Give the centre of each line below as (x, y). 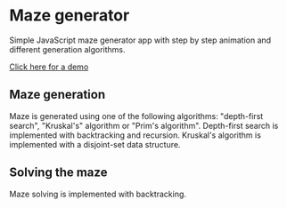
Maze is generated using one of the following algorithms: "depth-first (136, 116)
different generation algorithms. (67, 49)
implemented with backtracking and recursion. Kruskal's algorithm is (135, 135)
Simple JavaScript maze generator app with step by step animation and (140, 40)
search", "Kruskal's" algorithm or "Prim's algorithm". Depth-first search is (144, 125)
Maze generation (57, 95)
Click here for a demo (49, 67)
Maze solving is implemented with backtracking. (98, 194)
